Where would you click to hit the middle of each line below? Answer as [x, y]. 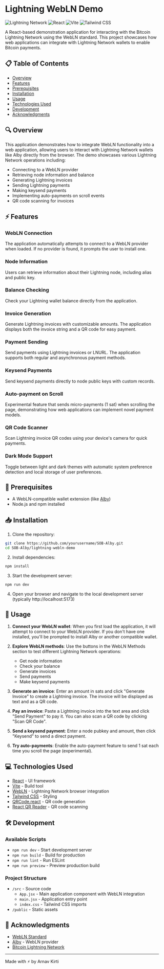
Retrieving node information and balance [53, 175]
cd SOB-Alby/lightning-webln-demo [40, 548]
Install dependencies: [34, 557]
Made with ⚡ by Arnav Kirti [32, 962]
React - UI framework [34, 781]
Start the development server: [42, 575]
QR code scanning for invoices [43, 201]
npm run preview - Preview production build [56, 866]
